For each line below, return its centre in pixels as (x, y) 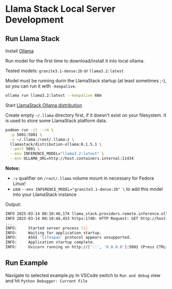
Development (35, 20)
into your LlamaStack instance (45, 194)
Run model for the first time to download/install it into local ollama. (75, 61)
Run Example (27, 263)
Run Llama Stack (33, 39)
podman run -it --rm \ (29, 130)
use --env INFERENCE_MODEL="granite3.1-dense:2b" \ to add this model (88, 189)
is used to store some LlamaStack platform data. (56, 120)
